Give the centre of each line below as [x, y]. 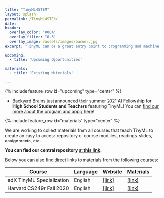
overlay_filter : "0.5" [33, 37]
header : [13, 28]
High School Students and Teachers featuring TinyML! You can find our [85, 106]
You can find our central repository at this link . [54, 150]
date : [11, 23]
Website [112, 172]
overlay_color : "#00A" [33, 32]
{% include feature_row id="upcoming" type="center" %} [63, 91]
